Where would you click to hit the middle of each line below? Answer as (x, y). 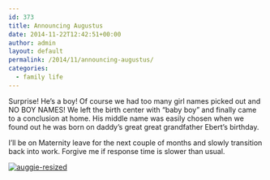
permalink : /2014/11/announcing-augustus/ (81, 60)
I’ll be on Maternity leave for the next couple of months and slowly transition (135, 143)
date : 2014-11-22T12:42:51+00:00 (65, 34)
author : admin (32, 43)
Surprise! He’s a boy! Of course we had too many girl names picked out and (135, 101)
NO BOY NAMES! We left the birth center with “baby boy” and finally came (133, 109)
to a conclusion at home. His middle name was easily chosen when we (126, 118)
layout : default (36, 51)
